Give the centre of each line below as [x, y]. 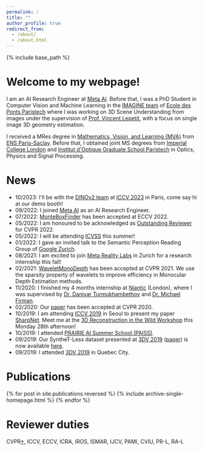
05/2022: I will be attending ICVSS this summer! [75, 236]
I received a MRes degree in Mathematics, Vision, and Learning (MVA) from [100, 136]
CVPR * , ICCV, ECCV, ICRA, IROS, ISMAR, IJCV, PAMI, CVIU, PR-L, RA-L [95, 441]
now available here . [39, 346]
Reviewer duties [48, 425]
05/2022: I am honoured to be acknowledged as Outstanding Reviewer [103, 223]
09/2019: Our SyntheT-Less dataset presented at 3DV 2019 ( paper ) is [101, 339]
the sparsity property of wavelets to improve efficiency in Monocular [101, 275]
